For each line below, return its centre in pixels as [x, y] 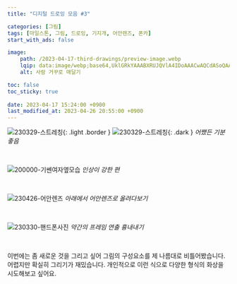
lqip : [28, 66]
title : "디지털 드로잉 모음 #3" [49, 14]
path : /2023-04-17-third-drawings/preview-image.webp [101, 59]
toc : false [23, 85]
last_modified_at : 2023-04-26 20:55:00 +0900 [75, 111]
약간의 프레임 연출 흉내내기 [107, 227]
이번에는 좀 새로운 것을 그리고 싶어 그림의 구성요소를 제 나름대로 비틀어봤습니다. [116, 256]
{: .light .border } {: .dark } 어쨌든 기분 [144, 132]
